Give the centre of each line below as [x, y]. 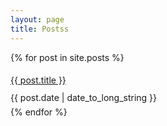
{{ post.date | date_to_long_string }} [84, 97]
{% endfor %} [39, 112]
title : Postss [40, 29]
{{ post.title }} [38, 80]
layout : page [37, 19]
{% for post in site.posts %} [67, 57]
